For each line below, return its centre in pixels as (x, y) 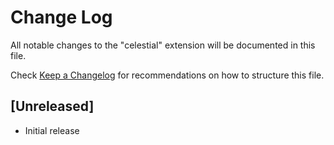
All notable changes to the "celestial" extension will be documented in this (163, 45)
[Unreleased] (52, 106)
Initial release (52, 130)
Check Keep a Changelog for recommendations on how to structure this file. (167, 75)
